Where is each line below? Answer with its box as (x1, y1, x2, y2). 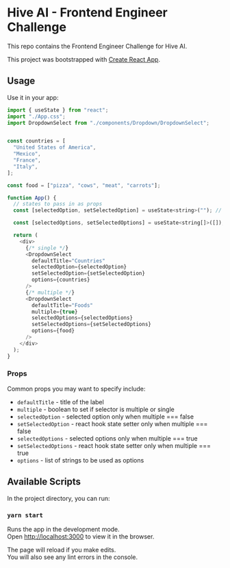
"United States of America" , (13, 144, 97, 151)
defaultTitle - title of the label (16, 397, 104, 406)
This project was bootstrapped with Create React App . (7, 55, 161, 63)
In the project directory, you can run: (7, 494, 110, 502)
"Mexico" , (13, 151, 41, 158)
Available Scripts (7, 476, 81, 488)
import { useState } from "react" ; (7, 106, 109, 114)
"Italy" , (13, 163, 38, 170)
